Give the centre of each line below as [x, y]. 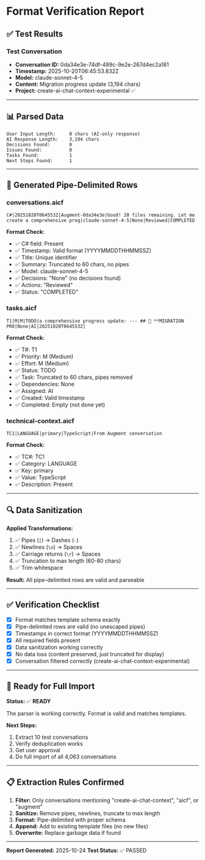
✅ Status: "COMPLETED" [47, 292]
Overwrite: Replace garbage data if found [68, 832]
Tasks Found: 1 [39, 155]
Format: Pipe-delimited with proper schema [70, 820]
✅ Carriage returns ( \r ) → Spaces [58, 554]
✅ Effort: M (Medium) [42, 363]
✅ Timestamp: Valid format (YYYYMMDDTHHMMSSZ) [83, 251]
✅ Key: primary [34, 470]
